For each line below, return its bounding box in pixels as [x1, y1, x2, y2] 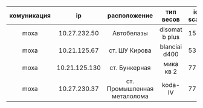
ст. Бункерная [109, 64, 151, 71]
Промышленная [106, 85, 154, 92]
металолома [111, 92, 149, 100]
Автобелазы [112, 29, 148, 37]
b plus [162, 33, 180, 41]
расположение [107, 11, 153, 20]
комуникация [9, 11, 51, 20]
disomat [159, 25, 182, 34]
